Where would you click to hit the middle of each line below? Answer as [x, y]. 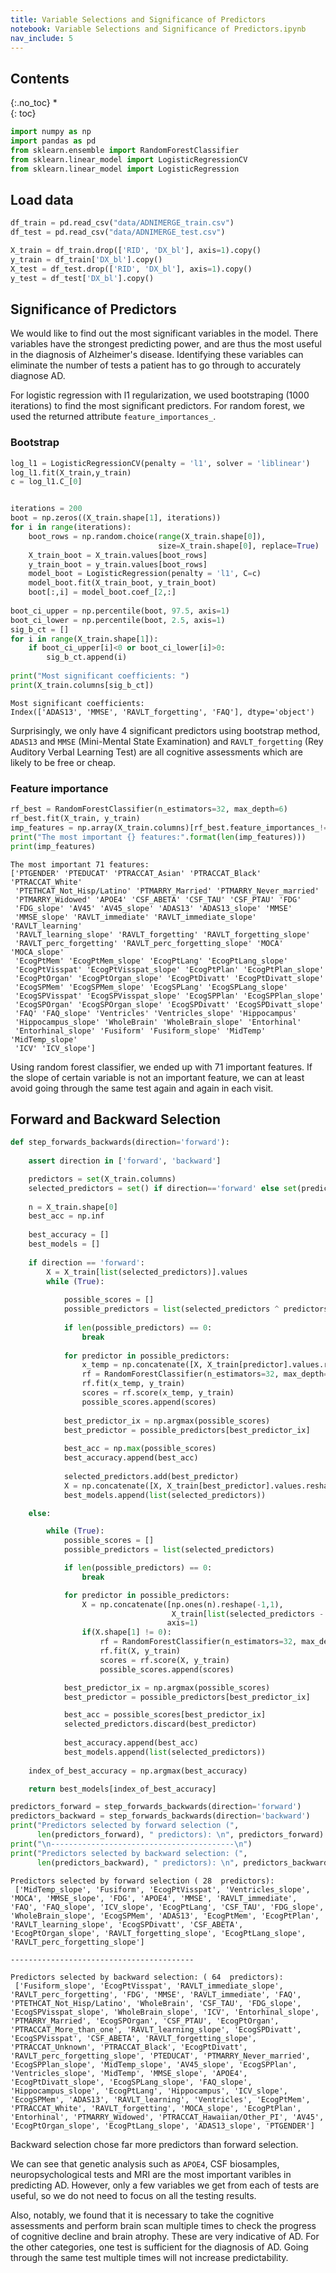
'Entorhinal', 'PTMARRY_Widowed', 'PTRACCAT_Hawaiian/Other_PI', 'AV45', [167, 2117]
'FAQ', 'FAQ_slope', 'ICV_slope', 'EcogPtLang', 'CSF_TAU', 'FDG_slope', [167, 1907]
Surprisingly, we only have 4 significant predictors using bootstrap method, [165, 730]
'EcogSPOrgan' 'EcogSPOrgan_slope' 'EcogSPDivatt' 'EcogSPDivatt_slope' [169, 1004]
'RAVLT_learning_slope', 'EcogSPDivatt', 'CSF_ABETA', [127, 1924]
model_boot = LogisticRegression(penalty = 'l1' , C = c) [145, 574]
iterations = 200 [46, 509]
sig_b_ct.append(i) [87, 657]
